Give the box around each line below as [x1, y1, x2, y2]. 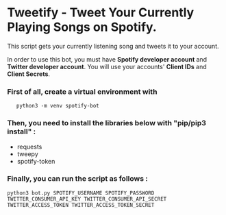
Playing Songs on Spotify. [7, 19, 158, 35]
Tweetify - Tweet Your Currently [7, 5, 194, 21]
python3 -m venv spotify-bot [16, 103, 99, 110]
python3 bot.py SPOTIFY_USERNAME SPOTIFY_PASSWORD [7, 190, 155, 197]
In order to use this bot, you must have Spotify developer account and [7, 55, 208, 63]
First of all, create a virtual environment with [7, 87, 158, 97]
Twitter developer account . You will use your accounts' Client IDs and [7, 62, 207, 71]
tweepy [16, 149, 39, 158]
